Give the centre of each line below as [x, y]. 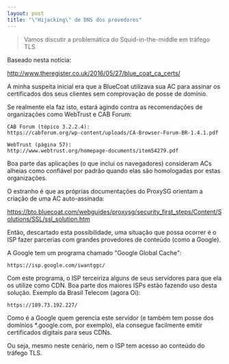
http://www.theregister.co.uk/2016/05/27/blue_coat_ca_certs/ [94, 73]
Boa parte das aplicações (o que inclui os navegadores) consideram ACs [109, 163]
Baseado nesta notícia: [39, 60]
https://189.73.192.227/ [42, 305]
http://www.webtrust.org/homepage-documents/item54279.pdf [93, 151]
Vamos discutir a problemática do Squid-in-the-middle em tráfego [117, 39]
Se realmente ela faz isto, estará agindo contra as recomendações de [105, 107]
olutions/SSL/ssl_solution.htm [49, 219]
